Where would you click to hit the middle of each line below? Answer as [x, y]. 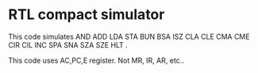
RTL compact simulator [87, 15]
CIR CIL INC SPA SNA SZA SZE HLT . [68, 44]
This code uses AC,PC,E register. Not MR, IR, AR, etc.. [96, 60]
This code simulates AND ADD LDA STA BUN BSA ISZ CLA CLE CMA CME [129, 36]
